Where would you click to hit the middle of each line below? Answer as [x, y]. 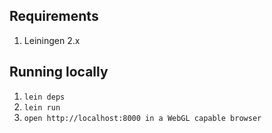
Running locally [59, 72]
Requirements [54, 16]
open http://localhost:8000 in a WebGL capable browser [142, 118]
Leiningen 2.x [52, 40]
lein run [42, 107]
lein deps [44, 97]
